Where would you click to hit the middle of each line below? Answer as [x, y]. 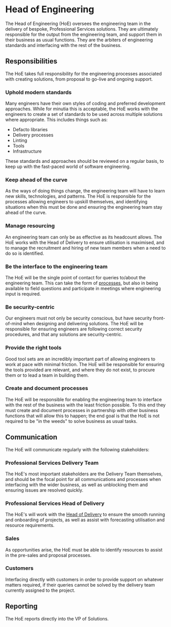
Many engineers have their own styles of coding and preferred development [86, 104]
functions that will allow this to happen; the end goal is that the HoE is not [82, 416]
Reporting [21, 606]
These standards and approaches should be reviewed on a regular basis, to [85, 161]
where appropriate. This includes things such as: [57, 120]
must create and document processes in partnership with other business [82, 410]
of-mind [14, 324]
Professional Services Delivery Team [52, 463]
